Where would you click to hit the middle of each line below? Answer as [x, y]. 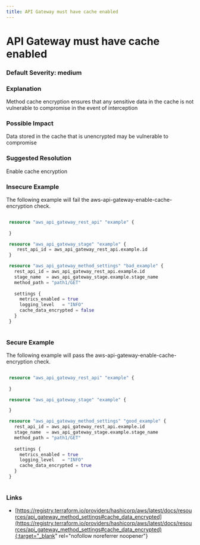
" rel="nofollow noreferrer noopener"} [101, 536]
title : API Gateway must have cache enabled [62, 12]
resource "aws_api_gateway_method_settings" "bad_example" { [86, 266]
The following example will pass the [50, 355]
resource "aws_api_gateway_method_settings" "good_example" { [87, 421]
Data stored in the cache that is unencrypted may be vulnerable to [87, 136]
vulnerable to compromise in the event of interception [72, 108]
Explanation [24, 88]
